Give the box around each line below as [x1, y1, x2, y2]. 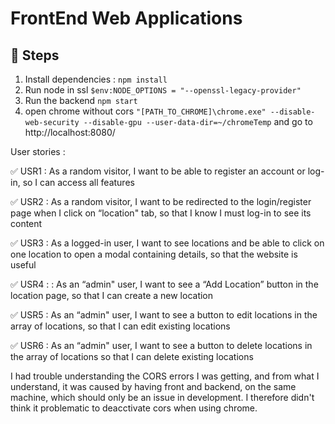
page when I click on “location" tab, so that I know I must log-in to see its [10, 207, 312, 219]
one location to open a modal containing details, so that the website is [10, 248, 298, 260]
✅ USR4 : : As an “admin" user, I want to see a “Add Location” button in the [10, 278, 319, 290]
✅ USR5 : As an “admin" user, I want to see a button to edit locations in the [10, 309, 318, 321]
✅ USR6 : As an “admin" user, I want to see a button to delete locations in [10, 340, 313, 351]
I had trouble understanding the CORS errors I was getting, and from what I [10, 370, 320, 382]
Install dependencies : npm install [24, 73, 168, 85]
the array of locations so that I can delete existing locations [10, 351, 254, 362]
